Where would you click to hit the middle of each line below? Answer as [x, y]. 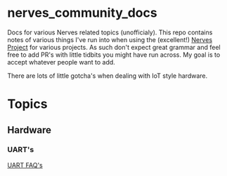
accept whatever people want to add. [61, 62]
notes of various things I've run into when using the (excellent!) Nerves [110, 39]
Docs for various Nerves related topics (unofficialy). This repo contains [110, 32]
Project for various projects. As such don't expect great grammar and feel [114, 47]
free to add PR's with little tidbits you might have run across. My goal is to [114, 55]
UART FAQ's [25, 165]
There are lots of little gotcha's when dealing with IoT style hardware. [108, 76]
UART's [21, 150]
